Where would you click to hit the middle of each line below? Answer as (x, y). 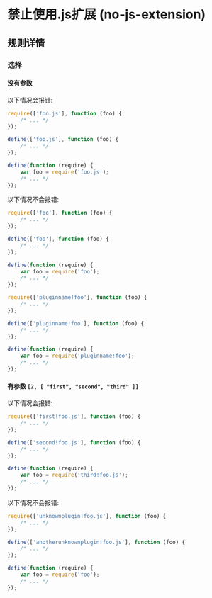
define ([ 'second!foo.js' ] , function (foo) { (74, 442)
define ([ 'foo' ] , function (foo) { (58, 239)
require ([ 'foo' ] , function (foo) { (60, 213)
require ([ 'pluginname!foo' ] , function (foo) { (77, 298)
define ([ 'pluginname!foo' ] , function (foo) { (76, 323)
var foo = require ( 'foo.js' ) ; (65, 172)
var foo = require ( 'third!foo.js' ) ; (74, 475)
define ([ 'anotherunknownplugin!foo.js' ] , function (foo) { (96, 542)
